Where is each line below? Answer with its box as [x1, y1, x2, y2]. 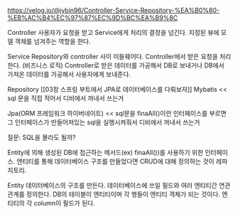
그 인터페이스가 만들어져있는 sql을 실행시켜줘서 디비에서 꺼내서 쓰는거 [7, 118, 200, 127]
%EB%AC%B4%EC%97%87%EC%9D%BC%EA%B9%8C [7, 14, 178, 22]
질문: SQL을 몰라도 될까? [7, 133, 76, 141]
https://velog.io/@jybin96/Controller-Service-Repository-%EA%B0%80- [7, 6, 220, 14]
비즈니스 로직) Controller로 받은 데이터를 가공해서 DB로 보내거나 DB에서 [24, 61, 225, 70]
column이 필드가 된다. [33, 199, 96, 207]
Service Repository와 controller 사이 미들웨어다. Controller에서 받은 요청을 [7, 53, 218, 60]
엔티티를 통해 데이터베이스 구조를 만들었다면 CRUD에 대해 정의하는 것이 [16, 157, 215, 166]
